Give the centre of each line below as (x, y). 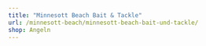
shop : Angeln (29, 30)
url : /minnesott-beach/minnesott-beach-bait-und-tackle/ (103, 23)
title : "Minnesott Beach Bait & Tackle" (75, 15)
